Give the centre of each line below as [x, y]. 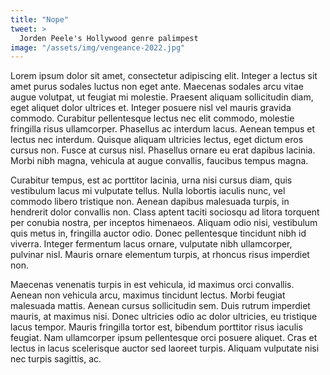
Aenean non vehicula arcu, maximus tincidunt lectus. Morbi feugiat [148, 295]
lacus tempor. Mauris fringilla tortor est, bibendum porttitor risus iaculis [156, 327]
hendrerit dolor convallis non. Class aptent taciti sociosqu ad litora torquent [165, 212]
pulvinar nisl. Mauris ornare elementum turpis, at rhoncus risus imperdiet [160, 255]
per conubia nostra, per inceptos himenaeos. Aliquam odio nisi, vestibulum [164, 223]
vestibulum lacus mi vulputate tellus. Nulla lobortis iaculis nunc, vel [148, 191]
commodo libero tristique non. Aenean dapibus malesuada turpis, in [150, 202]
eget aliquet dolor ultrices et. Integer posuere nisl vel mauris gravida [151, 108]
